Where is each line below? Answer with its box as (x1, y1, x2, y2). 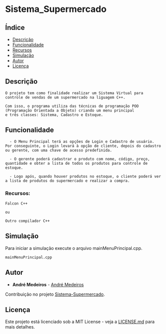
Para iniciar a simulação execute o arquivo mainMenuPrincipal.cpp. (5, 245, 143, 251)
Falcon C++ (5, 201, 28, 206)
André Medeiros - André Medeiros (12, 281, 84, 287)
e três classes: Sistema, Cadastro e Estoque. (5, 112, 103, 117)
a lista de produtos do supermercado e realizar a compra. (5, 178, 130, 183)
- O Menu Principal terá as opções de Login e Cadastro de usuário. (9, 139, 155, 144)
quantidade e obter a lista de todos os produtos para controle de (5, 161, 148, 166)
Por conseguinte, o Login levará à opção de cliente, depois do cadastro (5, 143, 162, 148)
